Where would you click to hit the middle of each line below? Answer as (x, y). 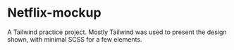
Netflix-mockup (54, 13)
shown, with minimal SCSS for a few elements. (75, 39)
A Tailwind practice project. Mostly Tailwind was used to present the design (117, 32)
